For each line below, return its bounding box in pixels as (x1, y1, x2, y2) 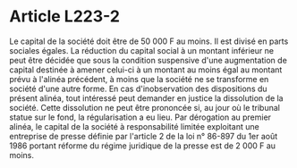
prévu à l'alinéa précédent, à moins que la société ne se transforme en (9, 73, 269, 84)
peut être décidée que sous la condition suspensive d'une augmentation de (9, 55, 288, 65)
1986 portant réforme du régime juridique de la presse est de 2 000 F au (9, 140, 276, 151)
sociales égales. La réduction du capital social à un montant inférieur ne (9, 45, 275, 55)
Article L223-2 (9, 6, 121, 27)
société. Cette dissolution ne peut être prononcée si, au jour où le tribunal (9, 102, 280, 113)
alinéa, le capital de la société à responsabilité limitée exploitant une (9, 121, 259, 131)
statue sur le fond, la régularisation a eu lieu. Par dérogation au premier (9, 112, 271, 122)
